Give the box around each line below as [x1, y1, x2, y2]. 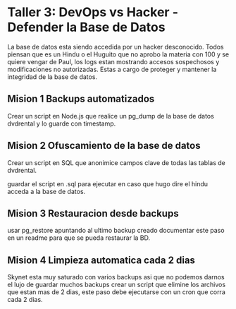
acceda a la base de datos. [7, 187, 86, 195]
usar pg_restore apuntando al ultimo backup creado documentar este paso [7, 226, 225, 235]
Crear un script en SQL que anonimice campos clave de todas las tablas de [7, 158, 225, 166]
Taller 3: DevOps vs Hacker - [7, 4, 178, 20]
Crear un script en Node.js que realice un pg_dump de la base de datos [7, 111, 215, 120]
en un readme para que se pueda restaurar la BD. [7, 234, 151, 242]
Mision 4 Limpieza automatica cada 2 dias [7, 254, 196, 266]
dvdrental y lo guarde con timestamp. [7, 119, 116, 128]
